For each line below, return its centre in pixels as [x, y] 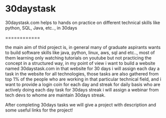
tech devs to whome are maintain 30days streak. [55, 95]
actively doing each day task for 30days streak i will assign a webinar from [82, 89]
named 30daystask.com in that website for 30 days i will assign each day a [82, 68]
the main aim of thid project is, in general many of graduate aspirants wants [83, 47]
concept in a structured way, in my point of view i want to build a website [80, 63]
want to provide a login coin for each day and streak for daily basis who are [83, 84]
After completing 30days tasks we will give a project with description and [81, 104]
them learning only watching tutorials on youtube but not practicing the [78, 57]
